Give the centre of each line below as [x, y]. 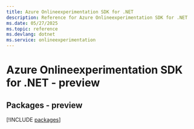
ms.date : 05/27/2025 [32, 23]
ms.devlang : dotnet [31, 35]
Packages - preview [44, 105]
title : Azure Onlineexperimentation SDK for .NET [70, 12]
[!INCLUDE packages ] [34, 120]
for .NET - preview [53, 83]
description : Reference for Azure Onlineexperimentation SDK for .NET [97, 18]
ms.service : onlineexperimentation [51, 40]
